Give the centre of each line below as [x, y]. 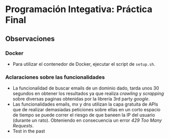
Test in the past [29, 131]
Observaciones [30, 39]
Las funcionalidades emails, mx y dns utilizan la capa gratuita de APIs [85, 104]
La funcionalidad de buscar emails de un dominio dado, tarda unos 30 [86, 88]
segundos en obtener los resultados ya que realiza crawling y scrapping [88, 94]
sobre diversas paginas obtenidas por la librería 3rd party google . [81, 99]
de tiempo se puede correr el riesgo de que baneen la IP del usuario [84, 115]
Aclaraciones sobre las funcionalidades [55, 77]
